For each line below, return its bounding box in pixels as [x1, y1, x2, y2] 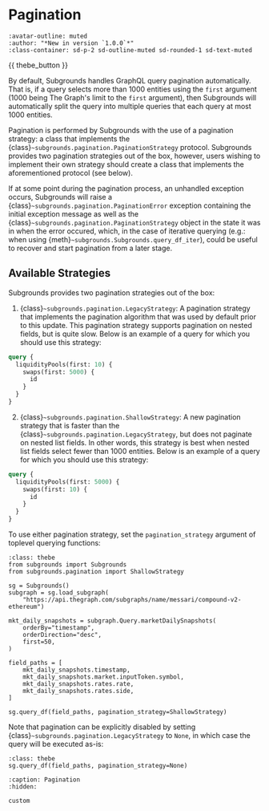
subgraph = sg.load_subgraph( [8, 589, 110, 597]
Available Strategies [8, 266, 110, 280]
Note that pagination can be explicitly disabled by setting [8, 722, 196, 732]
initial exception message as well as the [8, 209, 139, 218]
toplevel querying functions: [8, 538, 102, 547]
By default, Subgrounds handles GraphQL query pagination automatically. [8, 75, 251, 85]
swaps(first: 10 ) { [22, 485, 88, 493]
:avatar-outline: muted [8, 32, 88, 40]
